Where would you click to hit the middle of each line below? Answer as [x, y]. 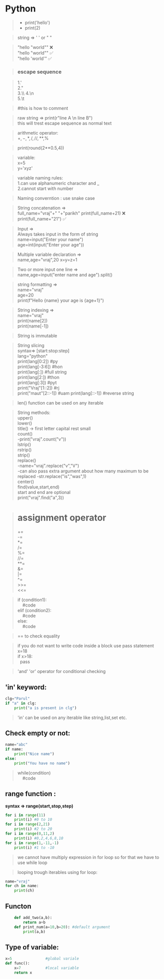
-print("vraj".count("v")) [42, 439]
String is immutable [37, 336]
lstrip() [24, 444]
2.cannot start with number [45, 188]
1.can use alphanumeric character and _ [58, 183]
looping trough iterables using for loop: [57, 872]
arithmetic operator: [38, 133]
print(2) [33, 27]
